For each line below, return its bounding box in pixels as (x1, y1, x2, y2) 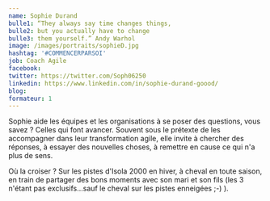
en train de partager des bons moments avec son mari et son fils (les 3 (8, 175, 244, 185)
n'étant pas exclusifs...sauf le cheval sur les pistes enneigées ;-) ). (8, 183, 229, 194)
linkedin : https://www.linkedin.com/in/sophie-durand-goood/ (8, 79, 219, 87)
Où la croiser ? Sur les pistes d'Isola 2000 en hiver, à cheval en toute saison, (8, 166, 263, 176)
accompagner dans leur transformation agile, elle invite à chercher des (8, 134, 244, 144)
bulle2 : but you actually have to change (8, 27, 150, 35)
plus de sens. (8, 151, 53, 161)
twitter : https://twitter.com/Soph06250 (8, 72, 147, 80)
